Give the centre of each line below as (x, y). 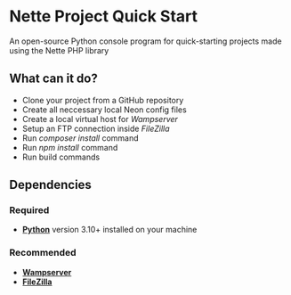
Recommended (43, 253)
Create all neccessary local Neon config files (104, 110)
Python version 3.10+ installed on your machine (109, 230)
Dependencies (50, 185)
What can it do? (53, 79)
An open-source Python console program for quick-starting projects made (145, 41)
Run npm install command (70, 147)
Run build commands (61, 157)
